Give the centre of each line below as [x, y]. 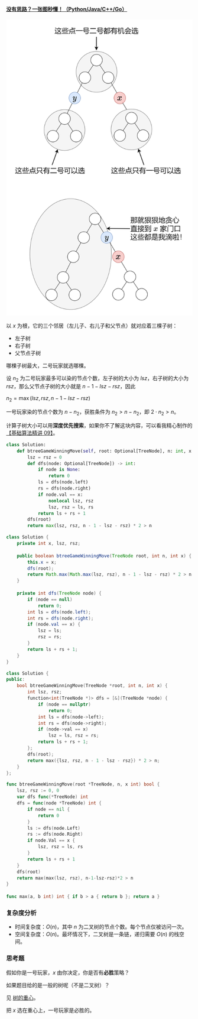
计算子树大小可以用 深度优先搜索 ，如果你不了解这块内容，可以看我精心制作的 [99, 425]
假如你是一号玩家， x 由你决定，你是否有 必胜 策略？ [68, 972]
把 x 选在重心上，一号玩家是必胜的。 [51, 1010]
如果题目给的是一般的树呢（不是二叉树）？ [58, 985]
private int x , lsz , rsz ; [49, 544]
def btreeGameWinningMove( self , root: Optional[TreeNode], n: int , [101, 451]
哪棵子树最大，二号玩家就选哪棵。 [48, 365]
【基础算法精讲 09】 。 [32, 433]
